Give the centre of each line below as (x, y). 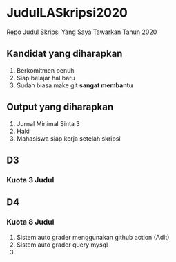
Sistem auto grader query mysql (62, 245)
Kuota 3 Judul (30, 180)
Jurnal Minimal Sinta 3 (48, 123)
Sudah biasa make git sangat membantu (75, 85)
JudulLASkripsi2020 (67, 13)
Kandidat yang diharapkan (65, 54)
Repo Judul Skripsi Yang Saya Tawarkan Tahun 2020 (82, 32)
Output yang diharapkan (60, 107)
